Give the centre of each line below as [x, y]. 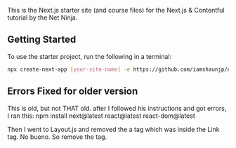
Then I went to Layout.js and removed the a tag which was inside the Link [113, 129]
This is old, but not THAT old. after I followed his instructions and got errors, [117, 108]
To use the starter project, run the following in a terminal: [90, 56]
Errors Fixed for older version [73, 92]
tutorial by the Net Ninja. [42, 18]
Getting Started [42, 40]
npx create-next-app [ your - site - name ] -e [69, 69]
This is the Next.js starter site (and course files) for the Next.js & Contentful [116, 10]
